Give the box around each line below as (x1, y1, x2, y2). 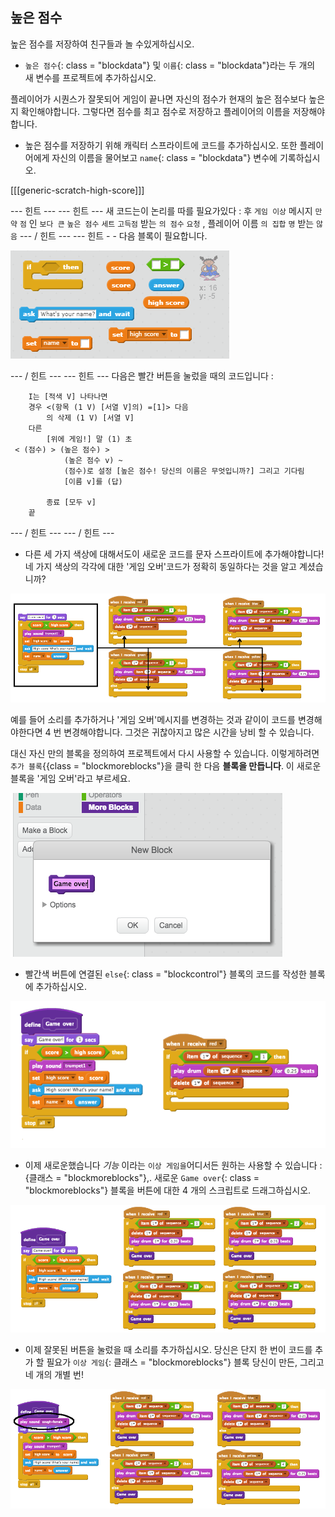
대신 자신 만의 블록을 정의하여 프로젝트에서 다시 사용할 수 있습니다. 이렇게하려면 (10, 747, 320, 759)
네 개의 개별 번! (24, 1368, 84, 1380)
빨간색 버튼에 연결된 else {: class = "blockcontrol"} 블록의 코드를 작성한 (24, 968, 307, 980)
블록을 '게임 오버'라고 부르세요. (10, 772, 131, 784)
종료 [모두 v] (46, 497, 97, 507)
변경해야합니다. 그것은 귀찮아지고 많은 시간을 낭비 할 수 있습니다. (63, 726, 315, 738)
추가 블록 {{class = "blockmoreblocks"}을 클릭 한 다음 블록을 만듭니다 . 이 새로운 (10, 759, 322, 772)
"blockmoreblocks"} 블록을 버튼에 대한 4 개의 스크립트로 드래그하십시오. (24, 1184, 312, 1197)
